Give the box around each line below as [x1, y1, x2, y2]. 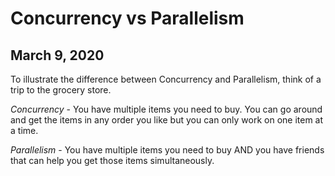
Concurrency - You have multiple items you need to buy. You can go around [10, 103, 323, 115]
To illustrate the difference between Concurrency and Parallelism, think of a [10, 73, 322, 85]
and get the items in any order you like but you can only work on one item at [10, 114, 324, 126]
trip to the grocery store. [10, 84, 112, 96]
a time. [10, 125, 39, 136]
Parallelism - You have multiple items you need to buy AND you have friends [10, 144, 325, 156]
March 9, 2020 [10, 47, 105, 64]
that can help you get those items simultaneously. [10, 155, 215, 166]
